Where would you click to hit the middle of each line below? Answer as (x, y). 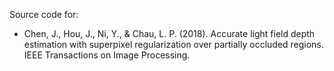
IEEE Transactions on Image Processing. (107, 55)
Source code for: (44, 14)
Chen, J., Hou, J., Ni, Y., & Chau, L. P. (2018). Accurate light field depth (169, 33)
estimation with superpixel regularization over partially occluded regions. (173, 44)
